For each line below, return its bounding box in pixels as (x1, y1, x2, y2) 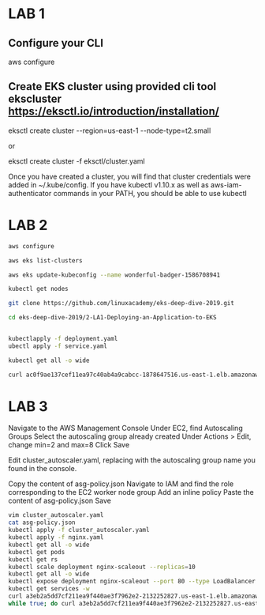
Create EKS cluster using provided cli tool (8, 80, 217, 93)
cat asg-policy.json (8, 519, 77, 526)
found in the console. (8, 464, 77, 474)
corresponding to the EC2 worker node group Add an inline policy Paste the (8, 488, 254, 497)
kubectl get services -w (8, 585, 90, 593)
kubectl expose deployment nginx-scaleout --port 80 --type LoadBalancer (8, 578, 256, 586)
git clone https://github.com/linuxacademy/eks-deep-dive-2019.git (8, 300, 235, 307)
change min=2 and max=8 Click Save (8, 440, 130, 450)
